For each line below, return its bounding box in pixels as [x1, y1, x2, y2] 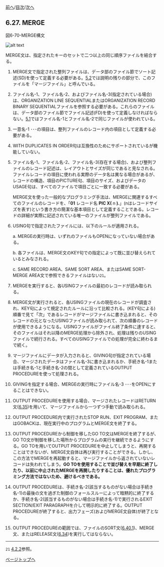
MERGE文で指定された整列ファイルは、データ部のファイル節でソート [12, 68, 151, 74]
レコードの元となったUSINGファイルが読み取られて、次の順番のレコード [12, 318, 158, 323]
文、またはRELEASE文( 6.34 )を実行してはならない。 [12, 531, 116, 537]
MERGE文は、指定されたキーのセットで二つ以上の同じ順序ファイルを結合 [5, 52, 153, 58]
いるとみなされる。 [12, 256, 52, 262]
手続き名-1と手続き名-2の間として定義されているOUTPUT [17, 364, 133, 370]
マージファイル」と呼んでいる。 [34, 81, 98, 87]
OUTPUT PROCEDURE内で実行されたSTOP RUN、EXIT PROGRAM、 [12, 414, 150, 420]
